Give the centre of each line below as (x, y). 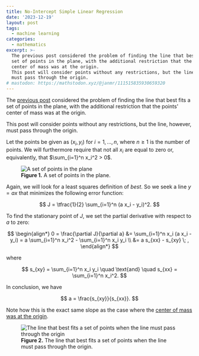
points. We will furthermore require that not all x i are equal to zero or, (90, 150)
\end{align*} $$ (99, 246)
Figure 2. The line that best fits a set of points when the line (94, 340)
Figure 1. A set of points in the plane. (66, 175)
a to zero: (18, 222)
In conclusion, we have (34, 287)
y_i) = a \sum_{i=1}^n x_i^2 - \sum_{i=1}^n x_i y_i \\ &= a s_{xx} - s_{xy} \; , (99, 240)
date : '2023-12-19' (30, 17)
